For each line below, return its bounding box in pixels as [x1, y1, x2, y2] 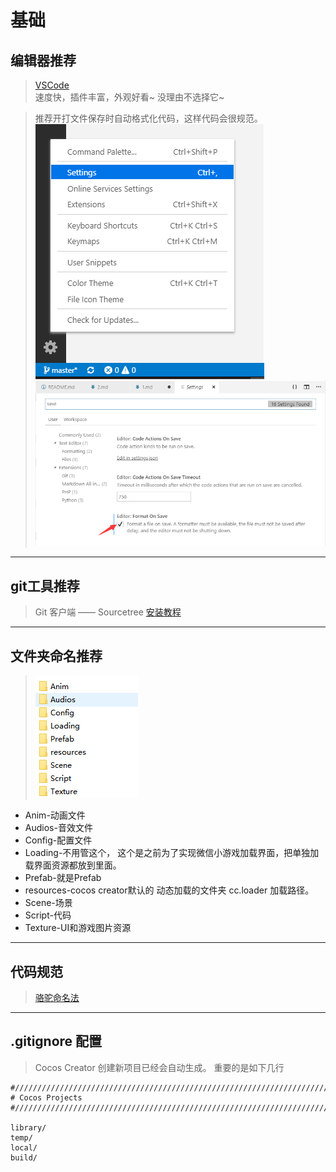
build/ [10, 1152, 38, 1163]
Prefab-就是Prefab [24, 872, 102, 884]
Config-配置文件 [24, 834, 93, 846]
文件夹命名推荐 [10, 647, 103, 665]
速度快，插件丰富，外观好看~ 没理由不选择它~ [34, 91, 225, 103]
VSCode [34, 79, 70, 91]
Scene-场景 [24, 897, 73, 909]
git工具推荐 [10, 577, 80, 595]
